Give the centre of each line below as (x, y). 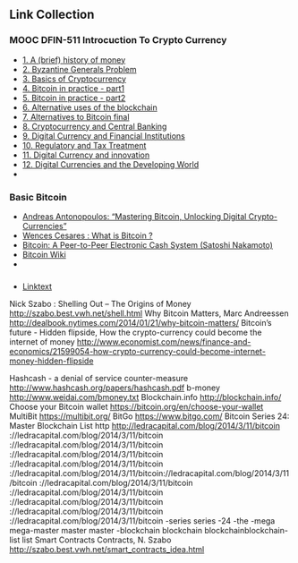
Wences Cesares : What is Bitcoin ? (88, 235)
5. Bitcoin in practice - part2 (74, 98)
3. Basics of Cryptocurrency (74, 79)
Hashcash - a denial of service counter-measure (99, 378)
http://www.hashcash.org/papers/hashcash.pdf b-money (115, 388)
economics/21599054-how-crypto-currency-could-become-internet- (138, 351)
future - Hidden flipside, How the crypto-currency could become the (136, 332)
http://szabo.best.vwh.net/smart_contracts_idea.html (107, 549)
